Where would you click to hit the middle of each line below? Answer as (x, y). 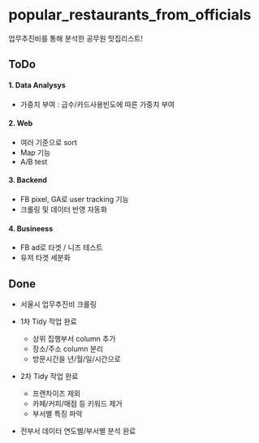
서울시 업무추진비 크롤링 (58, 304)
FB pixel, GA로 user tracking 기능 (74, 199)
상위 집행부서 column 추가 (74, 338)
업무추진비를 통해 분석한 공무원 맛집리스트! (76, 38)
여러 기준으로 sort (48, 142)
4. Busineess (31, 228)
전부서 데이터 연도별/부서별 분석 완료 (78, 431)
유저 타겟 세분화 (45, 258)
